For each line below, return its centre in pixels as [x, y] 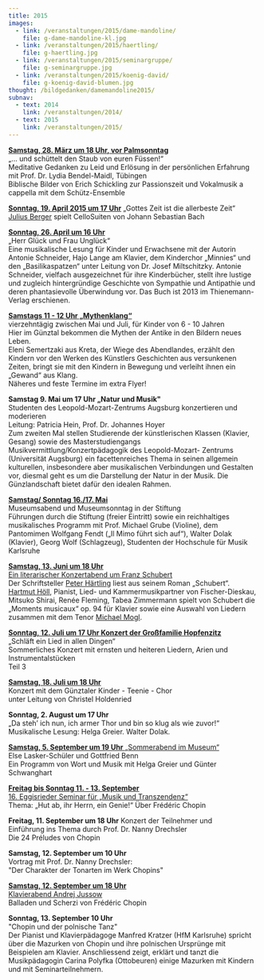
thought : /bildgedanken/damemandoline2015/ [82, 90]
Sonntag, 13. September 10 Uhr [61, 918]
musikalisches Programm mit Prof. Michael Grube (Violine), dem [113, 525]
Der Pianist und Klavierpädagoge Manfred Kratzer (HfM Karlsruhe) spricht [130, 935]
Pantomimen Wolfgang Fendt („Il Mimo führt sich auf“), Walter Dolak [120, 534]
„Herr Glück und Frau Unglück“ [59, 240]
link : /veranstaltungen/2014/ [73, 113]
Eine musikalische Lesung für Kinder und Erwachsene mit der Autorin [122, 249]
